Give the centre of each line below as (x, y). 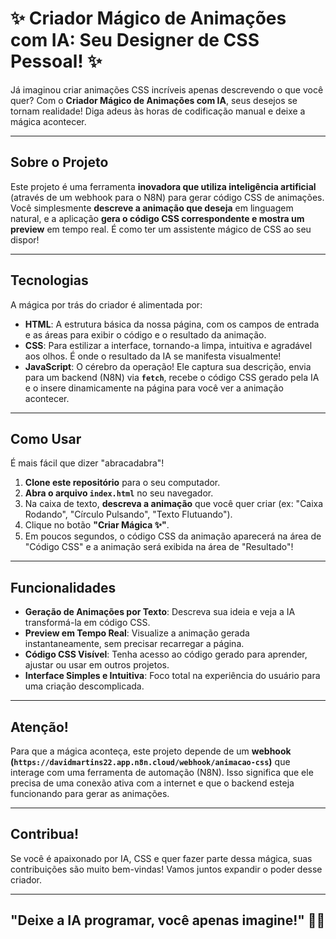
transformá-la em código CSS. (87, 623)
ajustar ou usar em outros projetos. (97, 665)
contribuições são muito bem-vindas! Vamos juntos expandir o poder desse (166, 869)
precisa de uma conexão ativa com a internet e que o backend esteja (152, 783)
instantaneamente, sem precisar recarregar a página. (134, 644)
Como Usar (46, 438)
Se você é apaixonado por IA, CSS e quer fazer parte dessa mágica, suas (161, 858)
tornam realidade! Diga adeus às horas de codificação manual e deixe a (158, 111)
